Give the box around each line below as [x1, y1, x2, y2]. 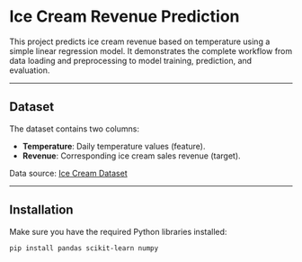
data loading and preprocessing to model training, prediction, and [9, 55, 253, 66]
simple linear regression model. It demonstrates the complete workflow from [9, 45, 293, 56]
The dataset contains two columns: [9, 123, 139, 134]
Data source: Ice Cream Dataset [9, 167, 128, 178]
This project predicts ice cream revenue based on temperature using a [9, 36, 271, 47]
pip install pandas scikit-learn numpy [9, 243, 159, 253]
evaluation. [9, 65, 50, 76]
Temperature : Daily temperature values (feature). [22, 140, 206, 151]
